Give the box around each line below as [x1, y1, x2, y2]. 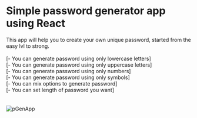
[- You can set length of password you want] [6, 86, 115, 93]
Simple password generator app [6, 4, 166, 18]
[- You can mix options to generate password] [6, 80, 118, 87]
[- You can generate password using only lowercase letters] [6, 55, 151, 62]
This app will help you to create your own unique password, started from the [6, 36, 191, 43]
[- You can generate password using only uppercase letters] [6, 61, 152, 68]
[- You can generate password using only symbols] [6, 74, 131, 81]
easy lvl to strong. [6, 42, 50, 50]
